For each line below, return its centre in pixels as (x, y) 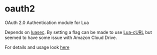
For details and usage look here (37, 47)
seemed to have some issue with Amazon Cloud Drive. (61, 37)
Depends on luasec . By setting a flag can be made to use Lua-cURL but (78, 32)
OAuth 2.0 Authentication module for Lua (47, 22)
